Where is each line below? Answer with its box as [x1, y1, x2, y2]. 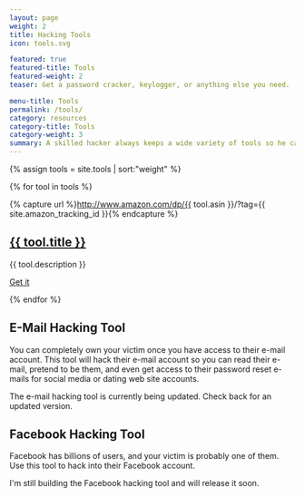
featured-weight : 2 [9, 72, 84, 82]
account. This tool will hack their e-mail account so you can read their [9, 354, 271, 365]
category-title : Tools [9, 122, 95, 132]
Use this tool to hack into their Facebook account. [9, 460, 195, 472]
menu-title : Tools [9, 96, 79, 105]
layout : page [9, 13, 59, 23]
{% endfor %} [9, 294, 62, 305]
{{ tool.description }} [9, 258, 86, 269]
